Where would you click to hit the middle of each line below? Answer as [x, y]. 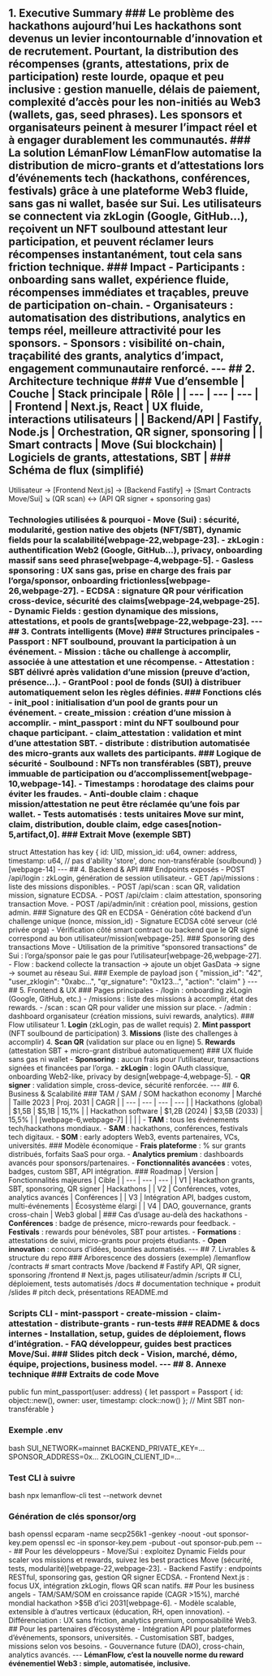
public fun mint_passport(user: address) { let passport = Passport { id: [126, 1392]
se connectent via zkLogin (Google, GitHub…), [128, 217]
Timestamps [110, 783]
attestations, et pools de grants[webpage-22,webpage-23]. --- [136, 621]
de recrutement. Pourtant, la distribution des [124, 52]
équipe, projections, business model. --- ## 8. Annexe [118, 1364]
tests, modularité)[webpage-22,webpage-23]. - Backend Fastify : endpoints [135, 1569]
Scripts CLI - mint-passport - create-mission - [101, 1314]
